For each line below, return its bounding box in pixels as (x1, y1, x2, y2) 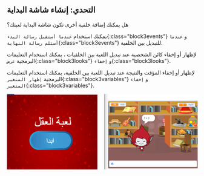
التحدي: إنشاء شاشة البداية (7, 5, 96, 15)
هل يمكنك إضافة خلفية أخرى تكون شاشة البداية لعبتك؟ (7, 21, 129, 28)
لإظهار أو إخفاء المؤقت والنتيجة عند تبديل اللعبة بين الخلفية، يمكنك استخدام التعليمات (7, 69, 196, 76)
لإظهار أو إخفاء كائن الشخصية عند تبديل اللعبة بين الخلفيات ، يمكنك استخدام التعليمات (7, 51, 197, 58)
